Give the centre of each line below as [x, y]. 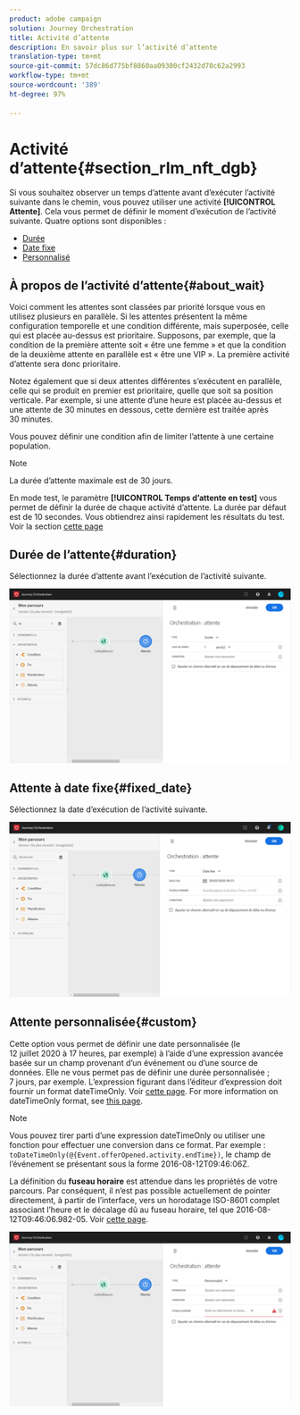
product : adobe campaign [55, 19]
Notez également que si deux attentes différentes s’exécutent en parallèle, [146, 381]
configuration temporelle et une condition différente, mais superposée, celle [149, 326]
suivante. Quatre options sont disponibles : [88, 221]
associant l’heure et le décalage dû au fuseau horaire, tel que [122, 1210]
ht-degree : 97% [37, 94]
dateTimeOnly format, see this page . [76, 1101]
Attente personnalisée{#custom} [104, 1022]
